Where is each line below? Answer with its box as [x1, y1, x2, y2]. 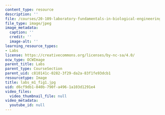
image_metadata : [5, 25, 38, 30]
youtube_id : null [9, 103, 45, 108]
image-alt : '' [9, 39, 38, 44]
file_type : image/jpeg [5, 21, 52, 26]
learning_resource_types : [5, 44, 58, 48]
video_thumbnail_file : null [9, 93, 67, 98]
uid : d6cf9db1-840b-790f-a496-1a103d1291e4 [5, 84, 96, 90]
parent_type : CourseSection [5, 67, 63, 71]
